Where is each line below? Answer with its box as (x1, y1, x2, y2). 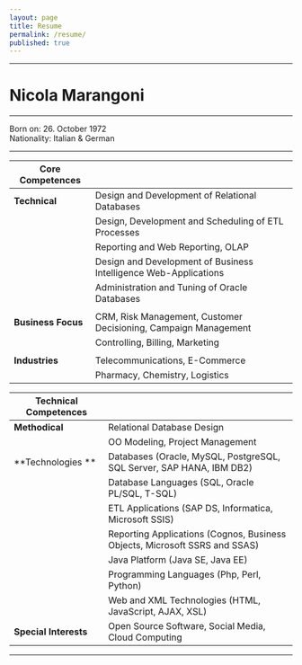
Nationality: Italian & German (9, 133, 115, 144)
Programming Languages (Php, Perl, (107, 568, 262, 581)
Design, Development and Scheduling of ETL (94, 215, 285, 227)
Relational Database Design (107, 421, 225, 434)
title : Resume (9, 22, 63, 31)
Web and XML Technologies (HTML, (107, 594, 261, 607)
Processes (94, 226, 140, 239)
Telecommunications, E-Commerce (94, 354, 246, 367)
